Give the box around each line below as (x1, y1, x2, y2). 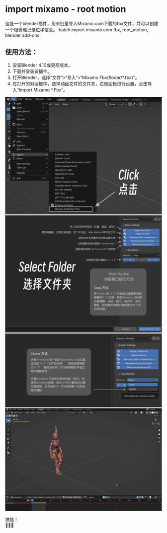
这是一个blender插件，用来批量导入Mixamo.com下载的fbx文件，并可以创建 (5, 20, 159, 26)
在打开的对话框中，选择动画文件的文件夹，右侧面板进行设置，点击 (12, 80, 148, 86)
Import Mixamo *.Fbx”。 (18, 87, 68, 93)
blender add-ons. (5, 32, 41, 38)
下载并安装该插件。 (12, 68, 52, 74)
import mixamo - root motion (5, 3, 126, 15)
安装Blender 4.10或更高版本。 (12, 62, 73, 68)
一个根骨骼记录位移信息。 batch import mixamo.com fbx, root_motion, (5, 26, 148, 33)
